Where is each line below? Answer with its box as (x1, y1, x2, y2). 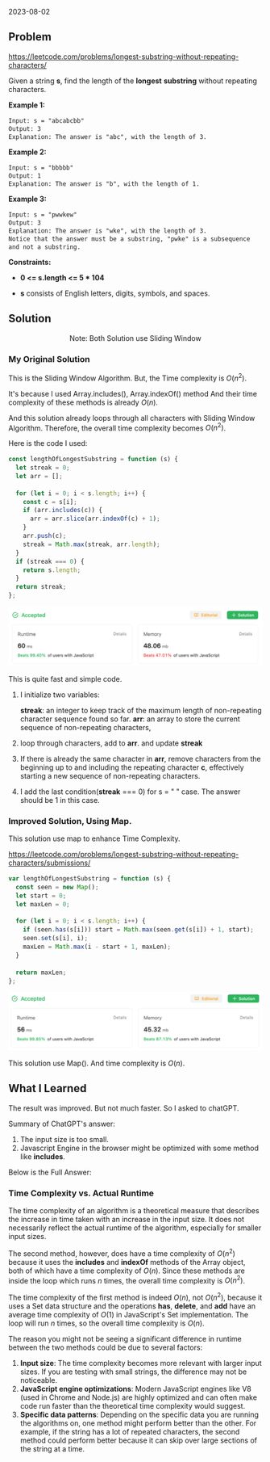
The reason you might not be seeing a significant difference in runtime (8, 1334, 242, 1344)
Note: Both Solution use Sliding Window (69, 333, 201, 342)
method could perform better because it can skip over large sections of (19, 1435, 258, 1445)
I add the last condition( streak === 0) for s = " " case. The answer (19, 787, 241, 796)
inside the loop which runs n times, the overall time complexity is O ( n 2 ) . (8, 1274, 246, 1285)
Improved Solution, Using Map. (8, 815, 132, 826)
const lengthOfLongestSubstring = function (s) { (8, 456, 179, 464)
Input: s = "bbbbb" (8, 163, 74, 172)
